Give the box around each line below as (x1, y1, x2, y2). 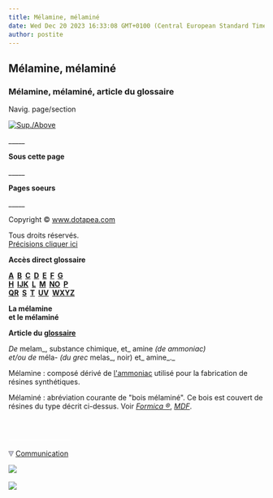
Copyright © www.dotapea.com (8, 215, 115, 225)
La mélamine (8, 304, 53, 313)
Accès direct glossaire (8, 255, 86, 264)
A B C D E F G (8, 271, 63, 281)
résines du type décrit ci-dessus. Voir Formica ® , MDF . (8, 401, 193, 411)
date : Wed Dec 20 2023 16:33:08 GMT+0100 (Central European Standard (8, 21, 249, 30)
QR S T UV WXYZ (8, 288, 76, 298)
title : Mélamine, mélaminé (8, 13, 100, 21)
